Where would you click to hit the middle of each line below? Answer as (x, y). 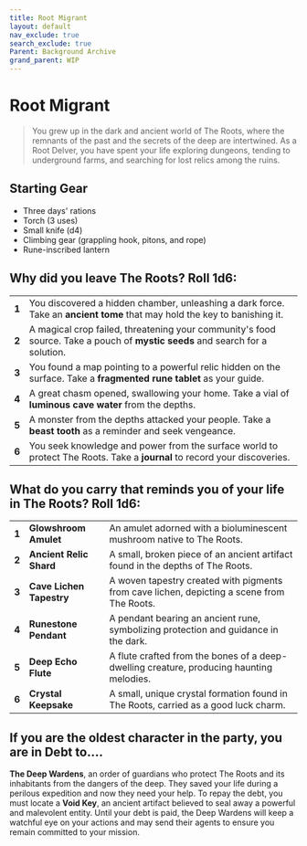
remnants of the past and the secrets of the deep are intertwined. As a (164, 140)
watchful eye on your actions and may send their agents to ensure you (142, 822)
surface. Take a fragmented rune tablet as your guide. (147, 378)
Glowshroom (58, 528)
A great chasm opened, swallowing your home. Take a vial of (159, 393)
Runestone (53, 624)
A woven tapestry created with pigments (196, 581)
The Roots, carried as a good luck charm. (197, 705)
